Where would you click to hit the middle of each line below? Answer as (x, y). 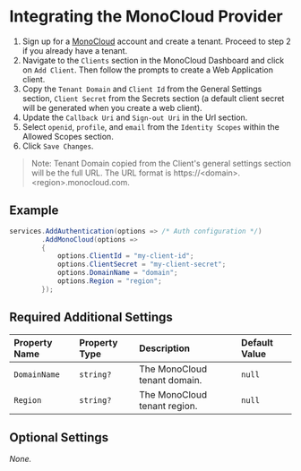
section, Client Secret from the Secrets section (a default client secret (153, 98)
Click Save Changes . (58, 146)
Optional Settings (59, 437)
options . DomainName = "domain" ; (117, 273)
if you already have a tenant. (75, 50)
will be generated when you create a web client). (112, 107)
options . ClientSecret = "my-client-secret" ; (142, 265)
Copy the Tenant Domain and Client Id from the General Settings (142, 89)
